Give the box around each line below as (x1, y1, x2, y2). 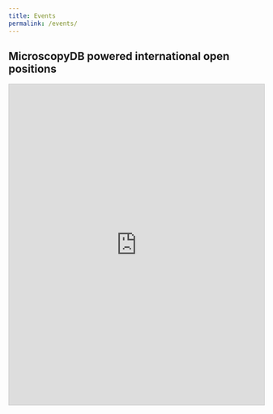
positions (8, 62, 57, 75)
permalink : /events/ (8, 19, 79, 28)
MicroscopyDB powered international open (8, 49, 230, 63)
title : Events (8, 11, 57, 20)
